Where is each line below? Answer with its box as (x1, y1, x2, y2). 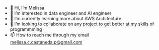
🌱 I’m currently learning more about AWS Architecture (10, 16, 122, 21)
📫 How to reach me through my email (10, 32, 89, 38)
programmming (10, 26, 42, 32)
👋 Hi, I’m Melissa (10, 5, 45, 11)
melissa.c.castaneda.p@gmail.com (10, 39, 83, 45)
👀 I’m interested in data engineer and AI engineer (10, 10, 112, 16)
